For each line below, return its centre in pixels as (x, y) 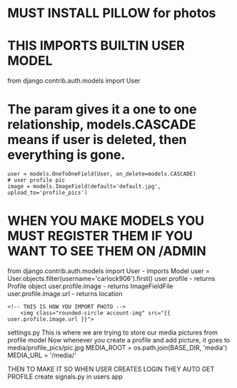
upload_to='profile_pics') (47, 193)
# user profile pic (36, 180)
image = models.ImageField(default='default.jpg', (84, 187)
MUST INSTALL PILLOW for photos (112, 13)
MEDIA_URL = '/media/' (42, 355)
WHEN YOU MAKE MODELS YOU (106, 221)
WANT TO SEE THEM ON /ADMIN (107, 251)
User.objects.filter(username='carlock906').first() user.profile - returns (111, 279)
